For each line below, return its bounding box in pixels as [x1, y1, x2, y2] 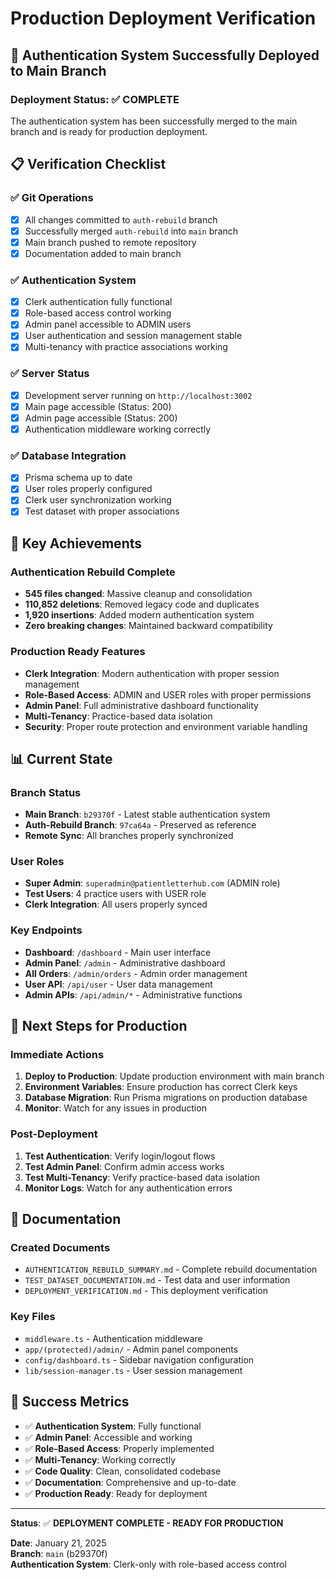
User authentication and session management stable [24, 330, 243, 342]
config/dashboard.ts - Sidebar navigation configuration [24, 1353, 255, 1366]
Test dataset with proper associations [24, 505, 180, 517]
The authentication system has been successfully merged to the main [10, 115, 298, 127]
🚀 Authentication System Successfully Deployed [10, 47, 320, 64]
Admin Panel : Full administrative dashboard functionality [24, 699, 259, 711]
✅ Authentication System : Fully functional [24, 1420, 202, 1432]
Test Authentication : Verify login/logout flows [24, 1150, 216, 1162]
